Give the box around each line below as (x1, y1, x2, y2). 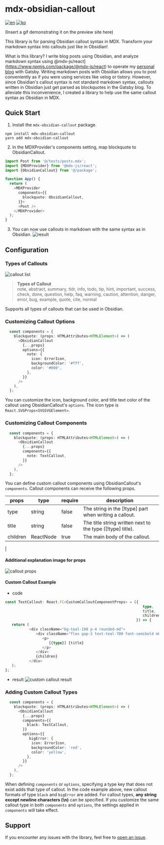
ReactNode (31, 533, 57, 540)
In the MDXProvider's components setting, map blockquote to (12, 144, 137, 150)
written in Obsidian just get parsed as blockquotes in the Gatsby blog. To (5, 84, 151, 90)
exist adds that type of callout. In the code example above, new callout (5, 786, 147, 792)
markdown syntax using (5, 58, 53, 64)
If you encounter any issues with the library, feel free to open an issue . (5, 834, 147, 840)
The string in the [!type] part (83, 506, 148, 512)
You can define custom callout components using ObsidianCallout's (5, 480, 142, 486)
